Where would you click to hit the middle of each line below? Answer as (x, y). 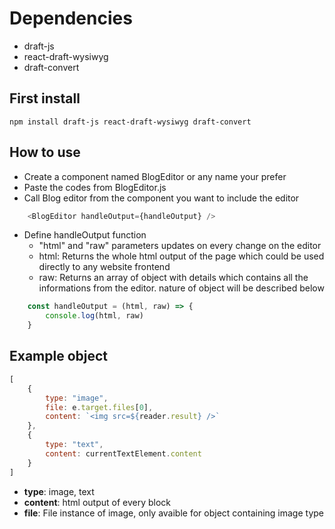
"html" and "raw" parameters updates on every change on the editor (180, 246)
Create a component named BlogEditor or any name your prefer (155, 176)
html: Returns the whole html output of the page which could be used (181, 256)
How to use (45, 152)
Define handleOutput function (85, 235)
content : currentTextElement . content (123, 453)
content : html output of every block (97, 502)
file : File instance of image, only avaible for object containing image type (174, 513)
